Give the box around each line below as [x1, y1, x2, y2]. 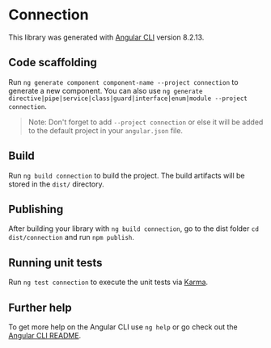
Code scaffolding [8, 56, 97, 69]
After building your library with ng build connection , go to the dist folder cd [8, 224, 259, 233]
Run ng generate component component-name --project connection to [8, 77, 239, 86]
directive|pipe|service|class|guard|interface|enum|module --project [8, 94, 248, 103]
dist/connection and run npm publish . [8, 233, 135, 242]
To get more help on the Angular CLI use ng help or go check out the [8, 322, 238, 332]
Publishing [8, 202, 64, 216]
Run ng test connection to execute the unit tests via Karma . [8, 277, 209, 287]
